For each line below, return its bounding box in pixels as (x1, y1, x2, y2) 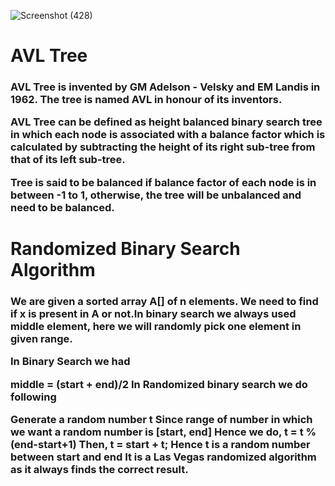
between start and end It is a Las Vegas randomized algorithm (10, 450, 317, 464)
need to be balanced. (10, 200, 115, 214)
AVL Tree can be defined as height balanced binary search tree (10, 115, 323, 129)
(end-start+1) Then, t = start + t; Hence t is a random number (10, 438, 311, 452)
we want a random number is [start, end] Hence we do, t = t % (10, 425, 317, 439)
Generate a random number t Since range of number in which (10, 413, 313, 427)
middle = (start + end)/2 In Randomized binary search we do (10, 377, 308, 391)
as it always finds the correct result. (10, 463, 189, 477)
